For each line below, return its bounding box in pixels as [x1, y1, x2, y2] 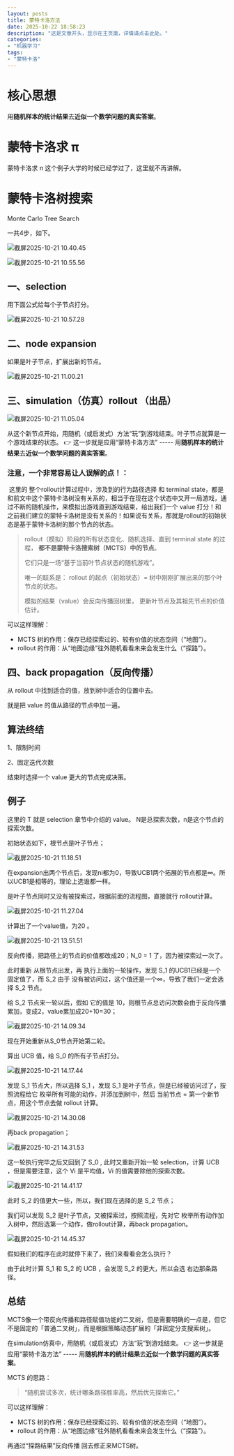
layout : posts [7, 10, 49, 17]
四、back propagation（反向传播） [7, 666, 159, 678]
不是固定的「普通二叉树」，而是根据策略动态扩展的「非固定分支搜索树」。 [7, 1323, 214, 1333]
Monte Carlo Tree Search [7, 214, 80, 223]
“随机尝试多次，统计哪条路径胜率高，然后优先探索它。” [24, 1388, 180, 1396]
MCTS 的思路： [7, 1373, 52, 1381]
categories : [7, 36, 42, 43]
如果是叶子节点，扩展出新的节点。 [7, 357, 105, 366]
